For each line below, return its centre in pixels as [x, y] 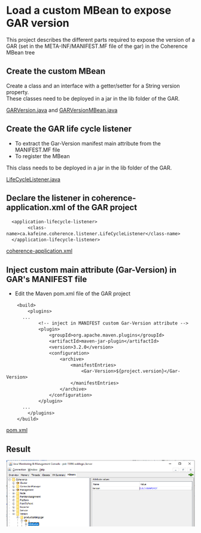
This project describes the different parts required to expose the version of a [101, 40]
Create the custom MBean [56, 72]
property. [18, 92]
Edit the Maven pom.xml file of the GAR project [72, 293]
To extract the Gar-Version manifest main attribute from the [88, 143]
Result [19, 449]
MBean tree [21, 52]
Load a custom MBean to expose [89, 10]
